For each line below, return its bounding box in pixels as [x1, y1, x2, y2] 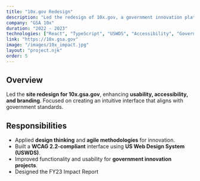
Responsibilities [6, 120, 67, 131]
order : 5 [6, 53, 28, 59]
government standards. [6, 104, 64, 111]
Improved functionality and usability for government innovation [14, 155, 172, 163]
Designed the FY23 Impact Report [14, 168, 99, 176]
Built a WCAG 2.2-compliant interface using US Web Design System [14, 143, 185, 150]
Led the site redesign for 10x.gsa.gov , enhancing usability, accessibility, [6, 90, 189, 98]
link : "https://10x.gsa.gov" [6, 36, 79, 42]
